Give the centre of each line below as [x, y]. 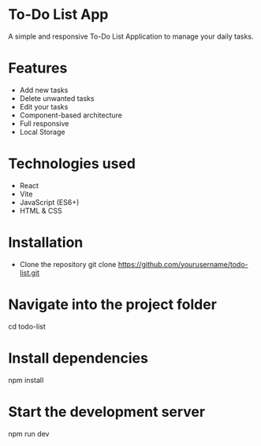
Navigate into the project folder [112, 304]
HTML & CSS [41, 210]
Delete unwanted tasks [57, 98]
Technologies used [72, 164]
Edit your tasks [44, 106]
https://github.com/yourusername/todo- [183, 264]
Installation [46, 243]
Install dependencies [78, 358]
